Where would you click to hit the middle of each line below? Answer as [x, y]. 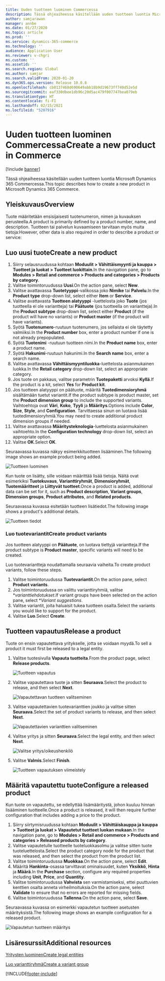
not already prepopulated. [39, 338]
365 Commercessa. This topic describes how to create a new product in [78, 184]
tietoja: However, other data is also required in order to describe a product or [82, 232]
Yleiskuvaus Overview [40, 205]
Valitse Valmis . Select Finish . [41, 760]
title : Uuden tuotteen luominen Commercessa [52, 10]
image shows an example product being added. [54, 457]
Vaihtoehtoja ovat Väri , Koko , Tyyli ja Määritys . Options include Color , [83, 406]
